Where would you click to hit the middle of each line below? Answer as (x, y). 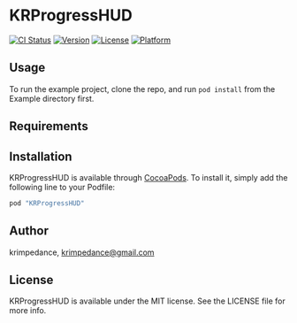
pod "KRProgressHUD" (47, 203)
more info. (28, 311)
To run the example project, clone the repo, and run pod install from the (142, 88)
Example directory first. (52, 98)
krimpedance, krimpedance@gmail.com (82, 252)
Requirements (49, 126)
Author (29, 231)
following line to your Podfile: (62, 187)
